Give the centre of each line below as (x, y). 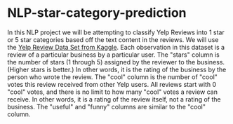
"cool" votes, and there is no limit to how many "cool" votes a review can (113, 92)
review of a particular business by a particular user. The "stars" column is (113, 55)
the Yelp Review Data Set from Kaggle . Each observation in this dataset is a (116, 47)
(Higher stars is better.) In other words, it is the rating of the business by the (117, 69)
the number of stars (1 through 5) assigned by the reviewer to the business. (116, 62)
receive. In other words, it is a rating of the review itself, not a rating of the (114, 99)
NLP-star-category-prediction (97, 13)
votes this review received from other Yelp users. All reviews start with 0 (112, 84)
